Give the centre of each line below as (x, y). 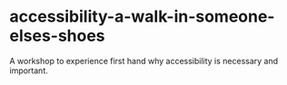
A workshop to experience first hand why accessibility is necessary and (144, 61)
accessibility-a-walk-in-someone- (142, 17)
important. (29, 71)
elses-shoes (58, 36)
